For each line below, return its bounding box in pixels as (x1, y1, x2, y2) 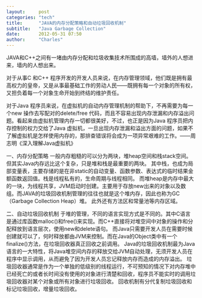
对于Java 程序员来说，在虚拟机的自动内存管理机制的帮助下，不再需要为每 (6, 102, 188, 109)
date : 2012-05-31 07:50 (6, 31, 82, 37)
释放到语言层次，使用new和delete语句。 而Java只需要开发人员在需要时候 (11, 225, 193, 232)
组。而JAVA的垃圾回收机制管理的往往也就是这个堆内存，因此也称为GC (6, 190, 180, 197)
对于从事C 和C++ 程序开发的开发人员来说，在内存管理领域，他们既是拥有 (6, 74, 188, 81)
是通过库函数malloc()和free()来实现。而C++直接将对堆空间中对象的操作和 (6, 217, 188, 225)
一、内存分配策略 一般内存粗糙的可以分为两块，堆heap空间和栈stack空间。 (6, 153, 192, 159)
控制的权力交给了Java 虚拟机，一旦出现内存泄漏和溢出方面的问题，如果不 (11, 124, 194, 132)
